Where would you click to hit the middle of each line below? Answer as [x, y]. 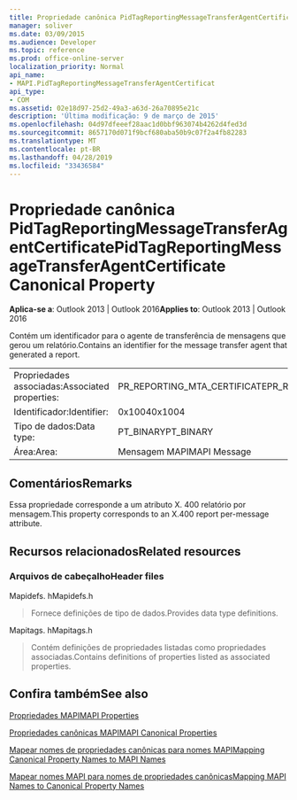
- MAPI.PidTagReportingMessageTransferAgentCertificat [112, 83]
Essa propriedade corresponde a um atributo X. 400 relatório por [127, 505]
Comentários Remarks [71, 483]
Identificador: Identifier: [61, 412]
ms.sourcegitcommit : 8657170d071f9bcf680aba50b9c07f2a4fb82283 [128, 133]
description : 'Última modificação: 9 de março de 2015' [114, 116]
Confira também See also [79, 694]
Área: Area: [36, 452]
